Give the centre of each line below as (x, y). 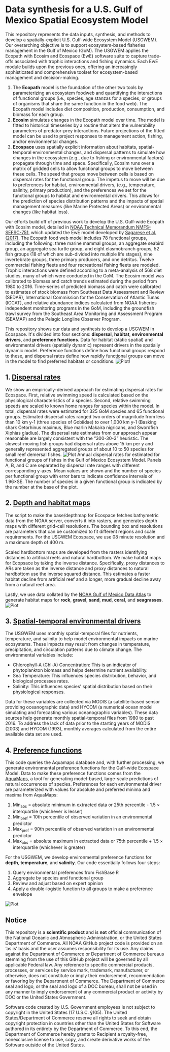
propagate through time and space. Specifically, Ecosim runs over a (83, 163)
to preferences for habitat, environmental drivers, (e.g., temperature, (84, 185)
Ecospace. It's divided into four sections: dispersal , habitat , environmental (84, 334)
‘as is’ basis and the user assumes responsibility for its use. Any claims (79, 949)
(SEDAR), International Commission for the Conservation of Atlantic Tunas (82, 297)
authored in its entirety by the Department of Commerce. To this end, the (81, 1029)
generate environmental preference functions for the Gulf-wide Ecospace (82, 768)
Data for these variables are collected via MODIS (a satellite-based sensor (83, 702)
